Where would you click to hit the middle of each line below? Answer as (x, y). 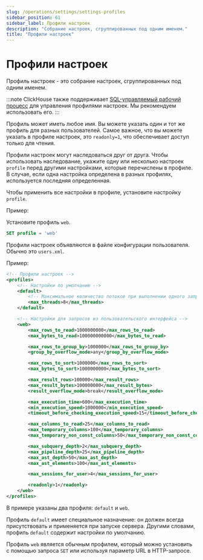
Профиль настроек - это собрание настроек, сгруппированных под (94, 81)
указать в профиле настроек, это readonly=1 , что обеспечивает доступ (98, 137)
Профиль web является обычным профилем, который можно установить (99, 544)
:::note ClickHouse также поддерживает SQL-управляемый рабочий (94, 99)
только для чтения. (31, 143)
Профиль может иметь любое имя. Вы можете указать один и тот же (96, 124)
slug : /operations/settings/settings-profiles (66, 12)
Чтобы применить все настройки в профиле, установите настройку (94, 193)
